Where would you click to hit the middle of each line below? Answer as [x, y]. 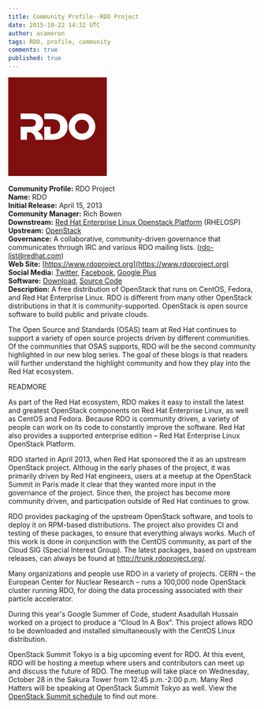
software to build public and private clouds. [79, 314]
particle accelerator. [41, 599]
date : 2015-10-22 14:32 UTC [54, 25]
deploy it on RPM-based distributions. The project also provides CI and [123, 525]
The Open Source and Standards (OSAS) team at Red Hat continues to [123, 330]
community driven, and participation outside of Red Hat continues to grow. [129, 501]
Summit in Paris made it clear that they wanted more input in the [112, 484]
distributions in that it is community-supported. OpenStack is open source [128, 306]
